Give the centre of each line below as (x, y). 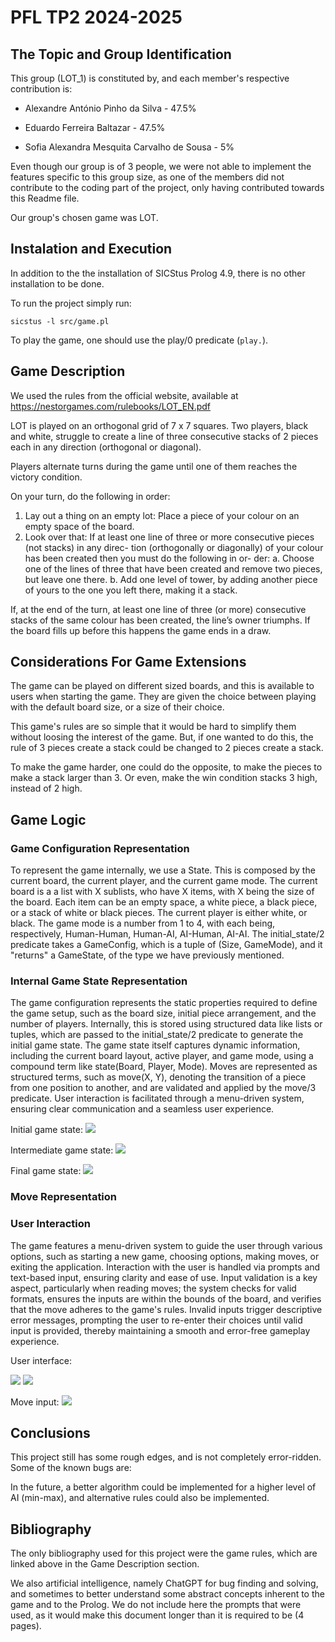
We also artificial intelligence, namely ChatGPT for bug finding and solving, (164, 1583)
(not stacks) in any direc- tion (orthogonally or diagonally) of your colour (174, 547)
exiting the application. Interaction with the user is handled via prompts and (165, 1267)
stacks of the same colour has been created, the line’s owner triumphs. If (160, 620)
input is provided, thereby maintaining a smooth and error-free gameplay (160, 1330)
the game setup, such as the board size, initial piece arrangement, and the (163, 1013)
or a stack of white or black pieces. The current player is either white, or (159, 913)
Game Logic (48, 819)
